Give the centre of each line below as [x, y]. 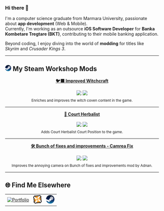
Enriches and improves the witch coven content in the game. [82, 100]
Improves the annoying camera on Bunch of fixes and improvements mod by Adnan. [82, 165]
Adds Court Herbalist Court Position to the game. [82, 132]
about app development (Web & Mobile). [46, 23]
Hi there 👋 [17, 8]
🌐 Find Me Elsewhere [38, 185]
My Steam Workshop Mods [55, 69]
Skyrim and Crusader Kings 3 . [35, 49]
